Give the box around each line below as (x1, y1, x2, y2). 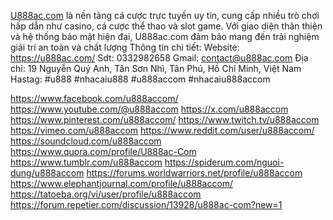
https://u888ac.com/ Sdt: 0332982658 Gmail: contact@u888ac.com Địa (10, 52, 309, 64)
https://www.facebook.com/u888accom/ (10, 93, 179, 104)
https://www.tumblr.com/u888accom (10, 156, 163, 168)
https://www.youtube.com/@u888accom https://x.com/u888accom (10, 103, 289, 115)
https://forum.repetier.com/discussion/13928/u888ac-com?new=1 (10, 199, 283, 210)
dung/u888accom (10, 167, 85, 179)
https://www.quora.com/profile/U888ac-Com (10, 146, 197, 157)
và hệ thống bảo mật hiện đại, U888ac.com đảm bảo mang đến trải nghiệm (10, 31, 320, 42)
